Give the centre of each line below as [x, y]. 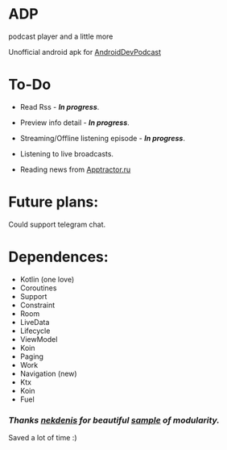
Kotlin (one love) [47, 279]
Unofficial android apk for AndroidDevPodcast [85, 52]
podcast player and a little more [61, 36]
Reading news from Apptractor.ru [75, 169]
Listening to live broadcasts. [67, 153]
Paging [32, 356]
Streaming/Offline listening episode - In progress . [102, 138]
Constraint [37, 305]
